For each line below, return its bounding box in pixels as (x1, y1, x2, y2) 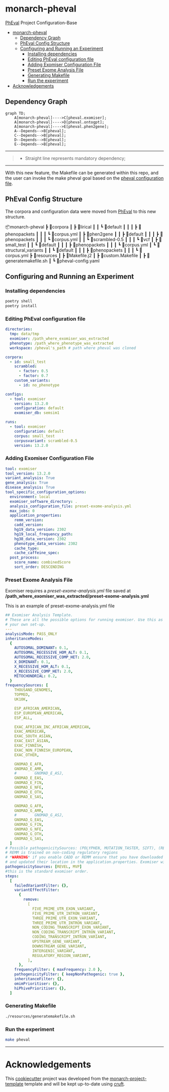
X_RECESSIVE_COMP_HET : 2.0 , (14, 669, 73, 674)
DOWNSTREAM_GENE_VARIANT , (32, 944, 87, 949)
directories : (5, 327, 33, 332)
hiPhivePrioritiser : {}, (14, 986, 66, 991)
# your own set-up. (5, 622, 46, 627)
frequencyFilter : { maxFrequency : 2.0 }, (14, 967, 102, 972)
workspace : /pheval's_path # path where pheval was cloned (10, 345, 136, 350)
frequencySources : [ (5, 683, 49, 688)
